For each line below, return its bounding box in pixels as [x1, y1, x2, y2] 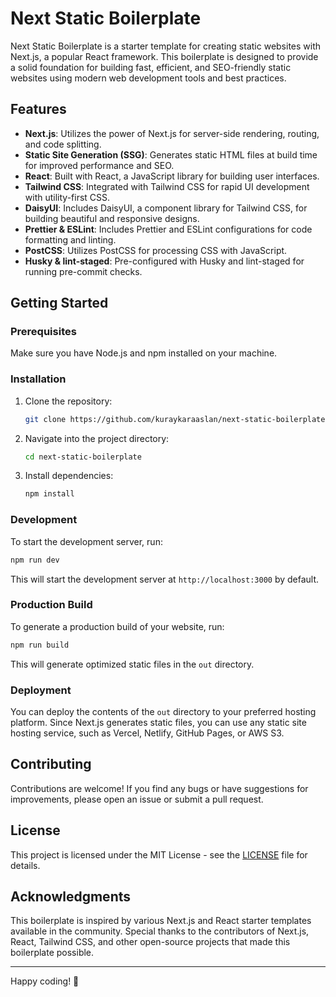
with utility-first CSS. [24, 191, 111, 203]
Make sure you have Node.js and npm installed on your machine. [10, 347, 278, 359]
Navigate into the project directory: [24, 432, 170, 444]
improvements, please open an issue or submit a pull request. [10, 793, 264, 805]
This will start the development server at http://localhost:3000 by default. [10, 573, 320, 585]
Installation [10, 372, 67, 386]
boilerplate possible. [10, 947, 95, 959]
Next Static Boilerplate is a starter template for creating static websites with [10, 40, 322, 52]
